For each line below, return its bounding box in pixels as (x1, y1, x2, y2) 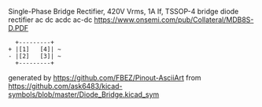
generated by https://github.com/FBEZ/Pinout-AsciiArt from (8, 73, 202, 82)
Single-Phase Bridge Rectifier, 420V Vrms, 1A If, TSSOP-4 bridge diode (8, 7, 239, 16)
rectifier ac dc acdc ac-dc (8, 15, 93, 24)
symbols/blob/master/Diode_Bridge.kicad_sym (8, 90, 160, 99)
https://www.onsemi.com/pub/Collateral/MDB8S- (94, 15, 254, 24)
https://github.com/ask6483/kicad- (8, 82, 124, 90)
